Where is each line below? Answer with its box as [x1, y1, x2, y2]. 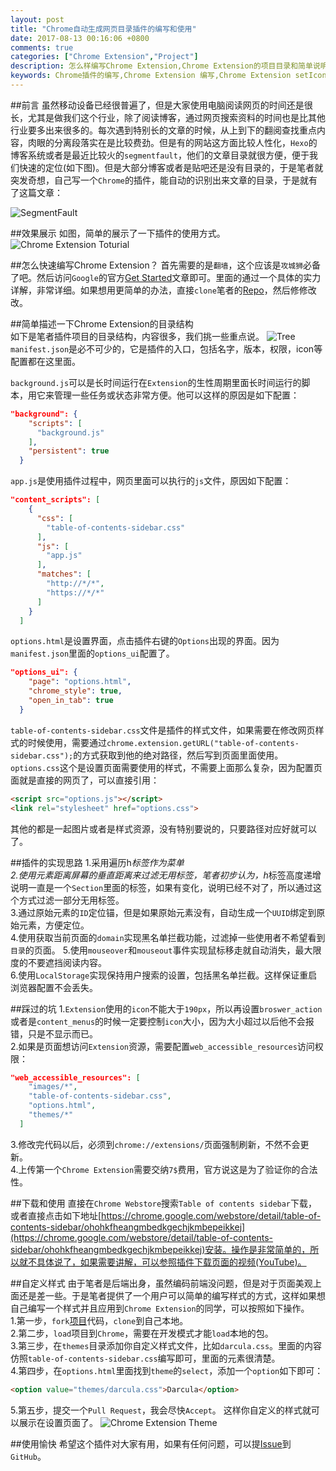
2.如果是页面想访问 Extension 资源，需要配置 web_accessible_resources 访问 [10, 1040, 315, 1052]
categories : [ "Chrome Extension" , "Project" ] [10, 52, 199, 62]
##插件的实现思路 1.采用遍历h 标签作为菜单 [10, 856, 185, 868]
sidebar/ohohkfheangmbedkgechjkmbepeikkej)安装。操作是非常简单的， [10, 1243, 311, 1255]
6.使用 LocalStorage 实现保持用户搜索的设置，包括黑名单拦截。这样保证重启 [10, 969, 318, 981]
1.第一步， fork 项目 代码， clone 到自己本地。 [10, 1314, 189, 1326]
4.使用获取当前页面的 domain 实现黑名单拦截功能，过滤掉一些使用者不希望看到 [10, 931, 326, 943]
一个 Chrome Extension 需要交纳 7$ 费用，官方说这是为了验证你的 [44, 1163, 301, 1175]
